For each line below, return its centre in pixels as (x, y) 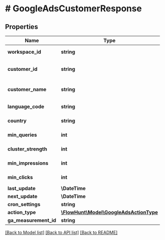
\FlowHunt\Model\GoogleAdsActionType (109, 212)
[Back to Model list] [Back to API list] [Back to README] (61, 232)
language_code (26, 106)
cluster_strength (27, 149)
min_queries (22, 135)
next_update (23, 196)
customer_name (27, 89)
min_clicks (20, 177)
